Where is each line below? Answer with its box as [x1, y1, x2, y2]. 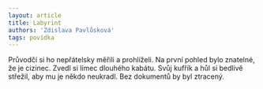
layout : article [8, 11, 62, 20]
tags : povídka [8, 33, 55, 42]
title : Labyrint [8, 19, 62, 27]
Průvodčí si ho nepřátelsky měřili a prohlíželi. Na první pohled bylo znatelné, [8, 55, 255, 65]
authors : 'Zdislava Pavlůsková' [8, 26, 115, 34]
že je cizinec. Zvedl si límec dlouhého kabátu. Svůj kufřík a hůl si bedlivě [8, 64, 243, 73]
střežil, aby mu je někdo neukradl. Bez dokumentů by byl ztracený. [8, 72, 225, 81]
